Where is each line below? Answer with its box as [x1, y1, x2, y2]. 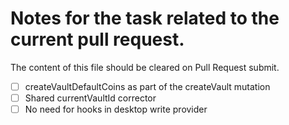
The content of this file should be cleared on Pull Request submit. [10, 61, 280, 73]
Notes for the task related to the [10, 7, 280, 30]
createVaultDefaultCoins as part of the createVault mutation [24, 80, 271, 92]
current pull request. [10, 28, 185, 51]
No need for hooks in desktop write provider [24, 103, 208, 116]
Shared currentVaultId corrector [24, 92, 157, 104]
